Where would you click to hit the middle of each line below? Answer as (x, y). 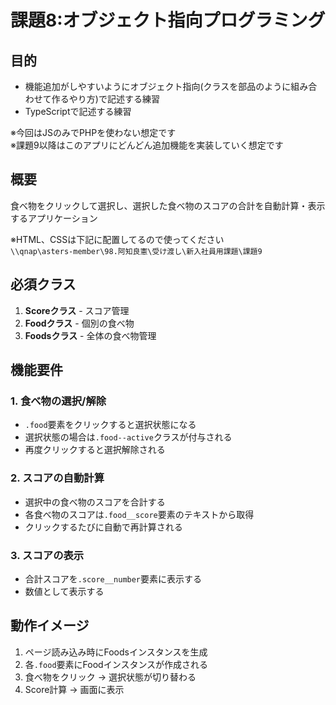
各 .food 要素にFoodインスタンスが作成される (116, 664)
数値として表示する (64, 591)
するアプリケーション (54, 218)
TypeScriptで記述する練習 (78, 111)
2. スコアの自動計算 (57, 478)
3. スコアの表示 (47, 555)
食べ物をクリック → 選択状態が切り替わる (110, 677)
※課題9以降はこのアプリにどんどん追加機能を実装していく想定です (147, 145)
